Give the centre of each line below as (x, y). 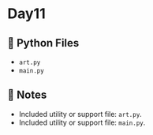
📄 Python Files (43, 43)
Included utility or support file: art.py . (80, 114)
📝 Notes (27, 95)
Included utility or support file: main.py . (82, 122)
